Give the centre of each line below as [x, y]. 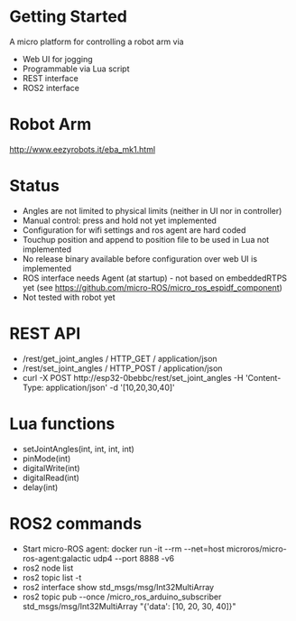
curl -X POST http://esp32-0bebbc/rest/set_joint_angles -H [133, 377]
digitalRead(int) [51, 477]
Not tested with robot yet [69, 297]
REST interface [50, 78]
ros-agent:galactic [57, 558]
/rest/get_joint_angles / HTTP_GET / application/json [120, 358]
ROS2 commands [76, 523]
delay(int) [40, 487]
